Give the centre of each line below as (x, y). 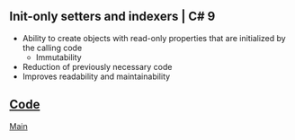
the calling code (52, 48)
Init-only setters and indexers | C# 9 (112, 17)
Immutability (59, 57)
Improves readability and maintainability (96, 76)
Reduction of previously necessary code (97, 66)
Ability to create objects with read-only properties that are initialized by (154, 38)
